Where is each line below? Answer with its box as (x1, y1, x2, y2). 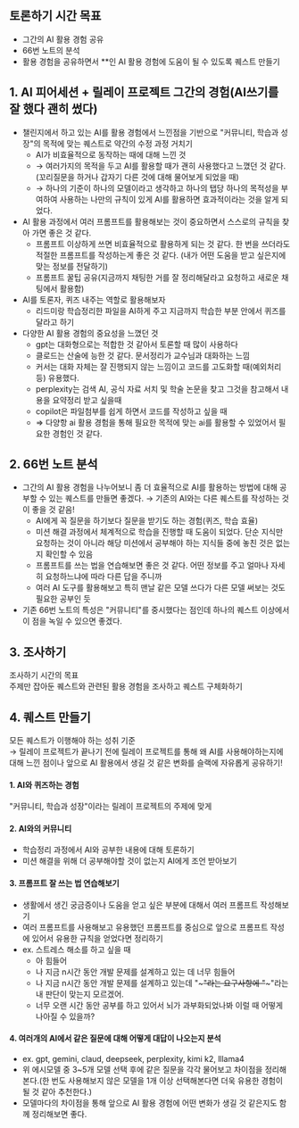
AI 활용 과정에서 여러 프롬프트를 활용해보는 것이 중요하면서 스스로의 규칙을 (21, 216, 280, 227)
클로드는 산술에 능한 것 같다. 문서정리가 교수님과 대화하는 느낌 (35, 350, 250, 361)
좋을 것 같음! (31, 504, 75, 515)
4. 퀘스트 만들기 (9, 709, 91, 725)
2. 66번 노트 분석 (9, 457, 98, 472)
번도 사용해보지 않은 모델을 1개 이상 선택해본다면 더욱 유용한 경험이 (51, 1074, 284, 1086)
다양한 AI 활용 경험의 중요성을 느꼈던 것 (21, 328, 159, 338)
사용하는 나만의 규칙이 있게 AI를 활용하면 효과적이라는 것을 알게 (59, 194, 279, 204)
